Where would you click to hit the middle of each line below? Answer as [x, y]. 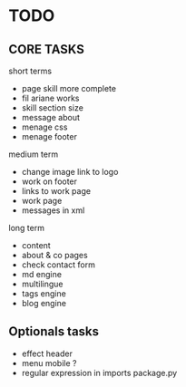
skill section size [52, 108]
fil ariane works [50, 98]
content [36, 245]
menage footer [49, 136]
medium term [34, 154]
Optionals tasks [54, 332]
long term [26, 228]
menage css [44, 127]
